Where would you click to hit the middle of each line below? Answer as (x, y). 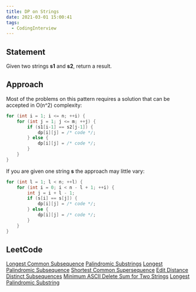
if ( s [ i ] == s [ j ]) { (52, 198)
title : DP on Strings (33, 12)
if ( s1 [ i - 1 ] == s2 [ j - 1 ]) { (60, 127)
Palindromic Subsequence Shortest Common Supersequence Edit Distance (97, 270)
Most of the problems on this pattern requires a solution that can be (88, 99)
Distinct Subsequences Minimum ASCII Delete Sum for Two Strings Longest (98, 276)
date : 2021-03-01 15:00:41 (39, 17)
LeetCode (24, 249)
